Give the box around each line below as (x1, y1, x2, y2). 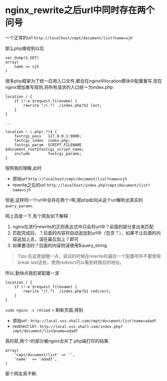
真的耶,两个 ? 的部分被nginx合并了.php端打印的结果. (5, 338, 110, 344)
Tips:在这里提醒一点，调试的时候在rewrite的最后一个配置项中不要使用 (17, 253, 161, 259)
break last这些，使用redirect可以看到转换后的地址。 (17, 259, 124, 265)
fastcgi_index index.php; (14, 138, 71, 143)
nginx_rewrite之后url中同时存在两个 (5, 5, 155, 16)
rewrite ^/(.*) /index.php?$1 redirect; (23, 289, 111, 294)
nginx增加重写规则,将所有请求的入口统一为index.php (5, 84, 113, 90)
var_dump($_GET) (5, 55, 39, 60)
